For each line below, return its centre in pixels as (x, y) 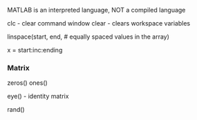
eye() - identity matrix (38, 97)
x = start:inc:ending (35, 50)
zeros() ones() (28, 83)
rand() (16, 110)
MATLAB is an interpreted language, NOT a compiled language (96, 10)
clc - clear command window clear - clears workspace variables (99, 23)
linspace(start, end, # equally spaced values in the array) (88, 37)
